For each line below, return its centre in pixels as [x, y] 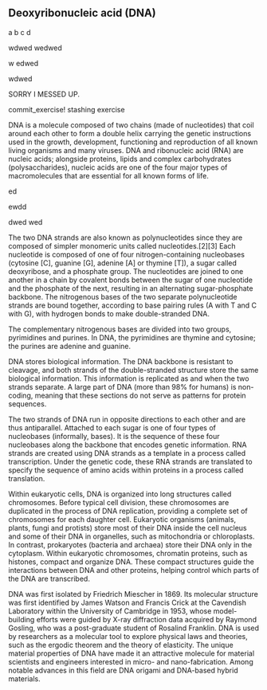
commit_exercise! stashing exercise [67, 109]
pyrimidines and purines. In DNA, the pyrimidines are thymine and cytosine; [132, 337]
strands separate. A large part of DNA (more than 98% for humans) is [122, 386]
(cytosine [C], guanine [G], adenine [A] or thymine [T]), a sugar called [123, 263]
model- [225, 611]
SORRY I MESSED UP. [44, 94]
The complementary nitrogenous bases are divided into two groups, [120, 329]
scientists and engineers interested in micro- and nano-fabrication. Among [131, 661]
